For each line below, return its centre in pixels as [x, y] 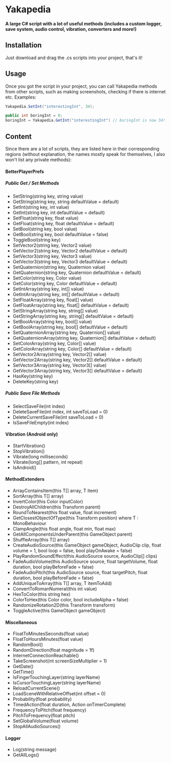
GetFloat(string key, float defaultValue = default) [64, 223]
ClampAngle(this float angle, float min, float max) [64, 529]
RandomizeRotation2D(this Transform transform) [64, 605]
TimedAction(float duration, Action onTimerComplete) [69, 705]
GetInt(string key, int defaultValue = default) [59, 212]
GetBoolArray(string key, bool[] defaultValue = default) [70, 327]
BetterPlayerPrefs [25, 171]
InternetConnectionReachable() [46, 656]
